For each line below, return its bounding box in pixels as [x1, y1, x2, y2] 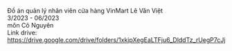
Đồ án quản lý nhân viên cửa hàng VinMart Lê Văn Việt [7, 7, 163, 14]
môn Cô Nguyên [7, 21, 54, 29]
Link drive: [7, 28, 37, 37]
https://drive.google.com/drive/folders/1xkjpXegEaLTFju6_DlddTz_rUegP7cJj [7, 36, 226, 44]
